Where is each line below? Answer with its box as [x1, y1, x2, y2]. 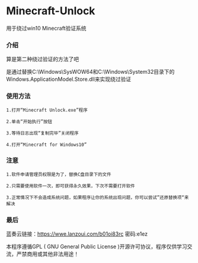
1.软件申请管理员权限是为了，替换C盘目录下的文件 [6, 171, 111, 177]
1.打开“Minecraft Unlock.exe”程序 [6, 107, 88, 113]
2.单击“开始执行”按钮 [6, 118, 52, 124]
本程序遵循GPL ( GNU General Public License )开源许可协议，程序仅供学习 [6, 243, 187, 251]
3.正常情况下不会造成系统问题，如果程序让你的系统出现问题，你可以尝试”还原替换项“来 [6, 195, 189, 201]
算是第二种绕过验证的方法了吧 [6, 55, 79, 63]
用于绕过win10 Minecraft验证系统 [6, 24, 87, 32]
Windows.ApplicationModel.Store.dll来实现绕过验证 [6, 76, 132, 83]
